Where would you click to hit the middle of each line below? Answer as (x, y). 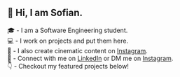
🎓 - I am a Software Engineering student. (68, 30)
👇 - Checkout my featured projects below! (68, 66)
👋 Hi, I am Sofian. (45, 13)
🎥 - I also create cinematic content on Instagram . (78, 50)
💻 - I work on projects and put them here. (68, 41)
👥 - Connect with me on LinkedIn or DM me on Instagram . (90, 58)
